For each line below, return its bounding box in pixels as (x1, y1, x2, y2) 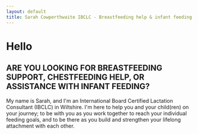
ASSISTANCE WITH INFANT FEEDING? (6, 81, 150, 91)
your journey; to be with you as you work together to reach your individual (6, 110, 187, 117)
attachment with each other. (6, 122, 75, 129)
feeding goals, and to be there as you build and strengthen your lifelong (6, 116, 181, 123)
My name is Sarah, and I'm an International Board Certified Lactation (6, 97, 174, 104)
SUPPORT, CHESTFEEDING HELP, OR (6, 72, 145, 83)
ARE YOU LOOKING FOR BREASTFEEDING (6, 63, 162, 73)
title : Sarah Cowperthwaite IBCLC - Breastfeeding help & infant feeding (6, 14, 193, 20)
